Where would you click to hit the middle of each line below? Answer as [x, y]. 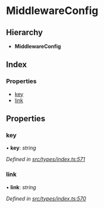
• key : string [21, 148]
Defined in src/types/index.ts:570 [46, 198]
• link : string [21, 187]
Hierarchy [25, 32]
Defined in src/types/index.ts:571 [46, 160]
